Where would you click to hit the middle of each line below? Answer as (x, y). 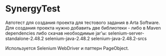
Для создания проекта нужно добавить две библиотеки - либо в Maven (83, 27)
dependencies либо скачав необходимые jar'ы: (56, 33)
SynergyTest (33, 9)
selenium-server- (126, 33)
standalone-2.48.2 (25, 38)
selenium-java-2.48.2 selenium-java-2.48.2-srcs (96, 38)
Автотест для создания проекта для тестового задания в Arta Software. (83, 22)
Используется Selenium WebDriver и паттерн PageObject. (67, 48)
